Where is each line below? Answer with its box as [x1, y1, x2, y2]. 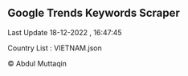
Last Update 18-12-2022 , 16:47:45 [7, 27, 122, 37]
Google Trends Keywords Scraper [7, 6, 180, 20]
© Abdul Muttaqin [7, 58, 67, 68]
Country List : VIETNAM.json [7, 43, 102, 53]
